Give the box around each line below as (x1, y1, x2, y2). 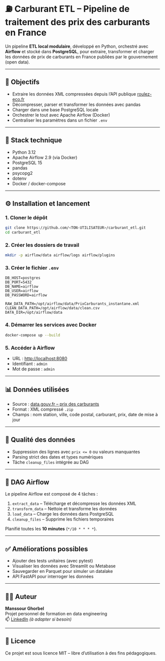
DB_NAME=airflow (5, 284, 38, 289)
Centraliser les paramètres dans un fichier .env (12, 117, 108, 123)
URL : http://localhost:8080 (12, 355, 68, 361)
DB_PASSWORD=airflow (5, 293, 48, 298)
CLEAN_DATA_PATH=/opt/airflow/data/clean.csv (5, 306, 100, 311)
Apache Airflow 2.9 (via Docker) (12, 154, 78, 160)
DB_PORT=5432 (5, 280, 32, 285)
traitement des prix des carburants (5, 17, 150, 28)
